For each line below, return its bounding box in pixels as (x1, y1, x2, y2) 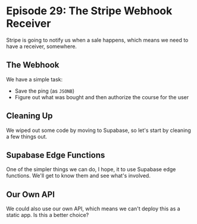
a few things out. (6, 132, 48, 140)
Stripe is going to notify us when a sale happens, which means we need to (6, 36, 189, 43)
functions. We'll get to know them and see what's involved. (6, 172, 151, 179)
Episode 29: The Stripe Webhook (6, 4, 173, 18)
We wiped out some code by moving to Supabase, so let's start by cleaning (6, 127, 192, 134)
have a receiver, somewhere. (6, 43, 77, 50)
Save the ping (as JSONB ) (14, 87, 75, 94)
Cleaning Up (6, 111, 53, 121)
